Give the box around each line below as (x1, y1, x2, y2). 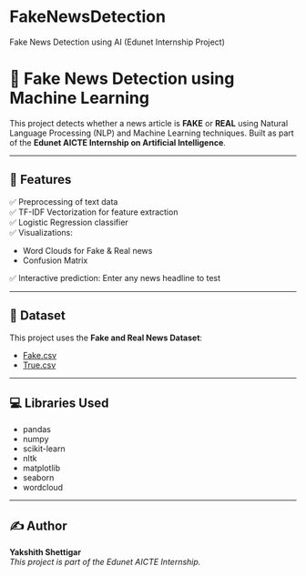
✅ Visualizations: (9, 227, 73, 237)
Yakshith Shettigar (9, 547, 82, 558)
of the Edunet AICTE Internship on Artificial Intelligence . (9, 136, 226, 147)
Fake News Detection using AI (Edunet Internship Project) (9, 36, 226, 47)
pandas (22, 424, 52, 435)
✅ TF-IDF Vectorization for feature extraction (9, 207, 178, 217)
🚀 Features (9, 172, 72, 187)
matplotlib (22, 462, 61, 474)
